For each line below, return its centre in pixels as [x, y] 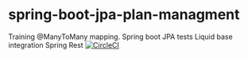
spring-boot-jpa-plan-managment [124, 15]
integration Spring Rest [46, 44]
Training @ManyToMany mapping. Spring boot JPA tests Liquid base [120, 37]
